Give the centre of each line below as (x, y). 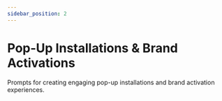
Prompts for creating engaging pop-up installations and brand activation (111, 82)
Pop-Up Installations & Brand (92, 48)
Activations (41, 63)
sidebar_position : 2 (37, 14)
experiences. (26, 90)
